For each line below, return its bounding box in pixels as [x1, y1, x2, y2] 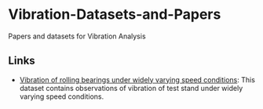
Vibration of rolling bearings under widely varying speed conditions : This [19, 74, 255, 84]
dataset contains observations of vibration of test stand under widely [19, 83, 243, 93]
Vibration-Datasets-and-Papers [8, 5, 221, 24]
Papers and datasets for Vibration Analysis [8, 31, 147, 41]
